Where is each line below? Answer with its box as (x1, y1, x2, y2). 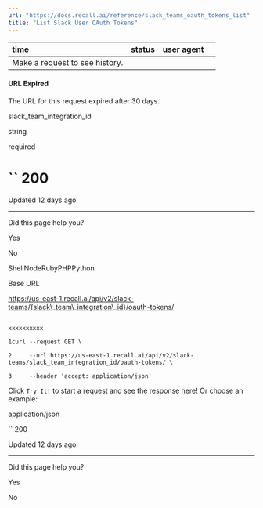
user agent (162, 44, 204, 55)
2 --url (8, 351, 47, 359)
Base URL (8, 278, 40, 288)
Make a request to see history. (12, 56, 124, 67)
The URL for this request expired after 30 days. (8, 96, 160, 106)
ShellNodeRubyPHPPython (8, 263, 95, 273)
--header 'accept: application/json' (28, 372, 153, 380)
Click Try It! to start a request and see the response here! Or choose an (8, 386, 244, 395)
